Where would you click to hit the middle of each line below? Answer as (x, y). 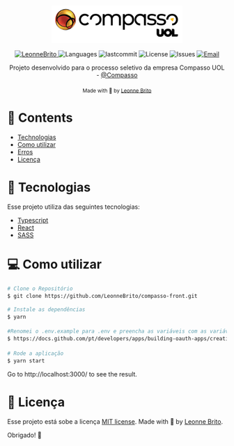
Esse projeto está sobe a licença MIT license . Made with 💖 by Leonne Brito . (115, 421)
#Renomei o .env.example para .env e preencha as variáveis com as (107, 332)
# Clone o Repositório (40, 289)
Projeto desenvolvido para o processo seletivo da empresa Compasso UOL (117, 67)
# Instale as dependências (46, 309)
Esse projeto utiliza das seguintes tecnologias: (74, 207)
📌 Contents (40, 118)
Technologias (37, 137)
